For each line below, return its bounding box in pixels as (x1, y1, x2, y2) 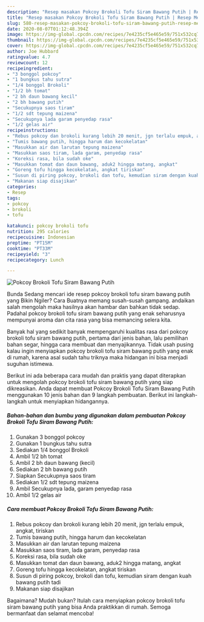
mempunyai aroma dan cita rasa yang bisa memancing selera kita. (7, 316, 172, 323)
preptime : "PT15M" (7, 240, 53, 246)
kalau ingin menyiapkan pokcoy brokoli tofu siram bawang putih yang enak (7, 347, 194, 355)
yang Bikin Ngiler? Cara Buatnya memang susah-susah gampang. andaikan (7, 297, 195, 304)
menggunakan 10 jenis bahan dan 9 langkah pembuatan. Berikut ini (7, 391, 174, 399)
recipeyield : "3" (7, 251, 51, 257)
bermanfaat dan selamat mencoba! (7, 610, 94, 617)
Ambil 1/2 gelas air (15, 492, 62, 499)
